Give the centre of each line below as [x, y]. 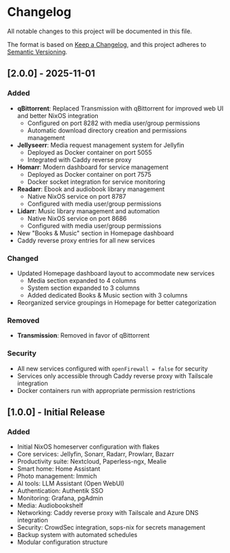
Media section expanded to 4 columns [82, 280]
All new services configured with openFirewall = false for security [112, 368]
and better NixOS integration [57, 115]
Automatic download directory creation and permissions [107, 130]
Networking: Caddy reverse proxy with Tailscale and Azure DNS [108, 513]
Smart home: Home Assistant [59, 469]
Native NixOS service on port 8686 [77, 218]
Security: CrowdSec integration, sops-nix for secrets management [111, 527]
